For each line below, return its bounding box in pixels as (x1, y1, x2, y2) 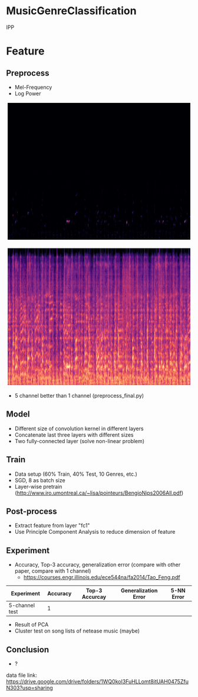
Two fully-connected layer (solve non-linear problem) (14, 437, 145, 444)
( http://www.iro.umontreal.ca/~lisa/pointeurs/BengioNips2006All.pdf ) (14, 489, 184, 496)
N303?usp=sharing (6, 685, 53, 692)
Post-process (6, 506, 57, 516)
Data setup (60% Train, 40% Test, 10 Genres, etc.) (14, 470, 137, 477)
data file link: (6, 672, 37, 679)
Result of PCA (14, 621, 49, 628)
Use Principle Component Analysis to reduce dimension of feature (14, 528, 176, 535)
